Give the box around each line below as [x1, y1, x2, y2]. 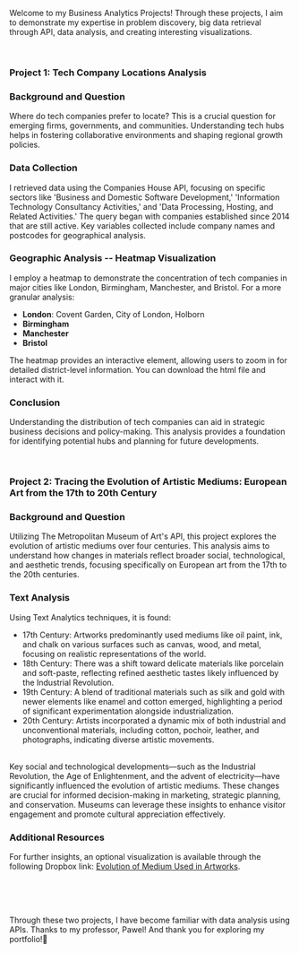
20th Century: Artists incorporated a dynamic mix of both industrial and [21, 715, 286, 725]
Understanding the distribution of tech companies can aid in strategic [9, 417, 266, 428]
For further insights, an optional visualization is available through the [9, 851, 261, 862]
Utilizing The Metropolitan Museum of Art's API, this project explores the [9, 531, 277, 541]
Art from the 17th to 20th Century [9, 487, 158, 499]
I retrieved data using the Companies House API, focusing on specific [9, 182, 266, 193]
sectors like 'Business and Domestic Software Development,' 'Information [9, 192, 280, 203]
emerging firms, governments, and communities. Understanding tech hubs [9, 120, 285, 131]
